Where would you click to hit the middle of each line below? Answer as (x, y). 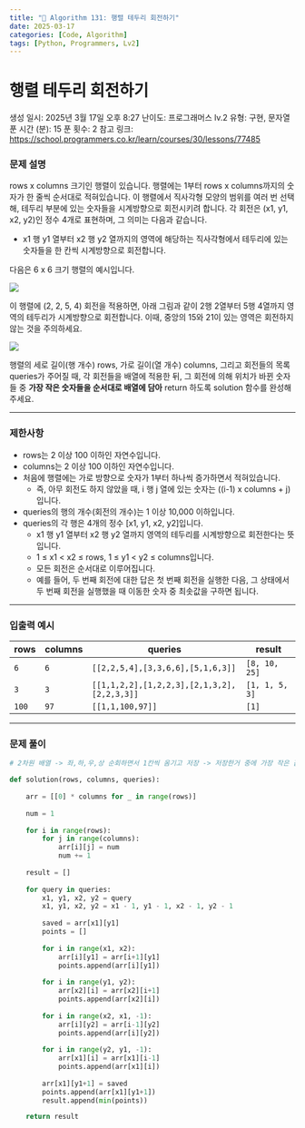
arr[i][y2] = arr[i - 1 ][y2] (109, 1025)
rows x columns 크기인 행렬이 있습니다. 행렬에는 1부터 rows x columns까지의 (148, 186)
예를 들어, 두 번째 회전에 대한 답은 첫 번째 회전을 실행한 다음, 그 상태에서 (163, 579)
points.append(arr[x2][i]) (109, 999)
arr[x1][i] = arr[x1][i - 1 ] (109, 1058)
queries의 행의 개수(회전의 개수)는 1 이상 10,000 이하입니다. (128, 511)
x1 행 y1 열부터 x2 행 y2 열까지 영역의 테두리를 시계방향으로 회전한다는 (161, 534)
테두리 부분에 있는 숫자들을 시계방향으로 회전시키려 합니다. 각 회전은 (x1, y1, (155, 209)
